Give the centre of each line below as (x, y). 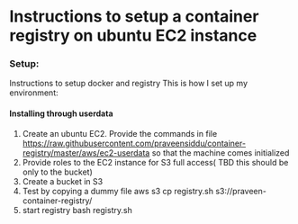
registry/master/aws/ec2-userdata (86, 152)
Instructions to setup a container (134, 17)
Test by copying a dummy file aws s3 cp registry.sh (118, 191)
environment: (34, 93)
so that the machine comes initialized (221, 152)
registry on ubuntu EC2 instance (133, 36)
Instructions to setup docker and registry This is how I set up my (129, 84)
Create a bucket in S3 (63, 181)
